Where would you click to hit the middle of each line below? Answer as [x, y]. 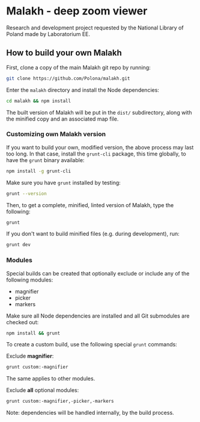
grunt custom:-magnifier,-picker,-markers [60, 401]
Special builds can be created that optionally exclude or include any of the [98, 273]
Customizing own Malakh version [56, 134]
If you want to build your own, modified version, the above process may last [100, 147]
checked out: [23, 322]
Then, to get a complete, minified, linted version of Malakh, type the [90, 205]
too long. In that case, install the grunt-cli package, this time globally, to [96, 154]
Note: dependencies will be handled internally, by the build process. [90, 413]
